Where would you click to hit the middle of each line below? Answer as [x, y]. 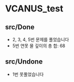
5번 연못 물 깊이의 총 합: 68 [39, 46]
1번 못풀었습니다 [28, 74]
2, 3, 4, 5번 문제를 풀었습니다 [41, 40]
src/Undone [24, 62]
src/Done [20, 27]
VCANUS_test [34, 9]
